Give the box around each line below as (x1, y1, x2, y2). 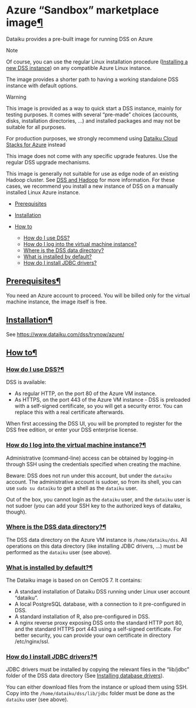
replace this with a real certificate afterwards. (14, 409, 125, 416)
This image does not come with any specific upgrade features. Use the (6, 152, 178, 159)
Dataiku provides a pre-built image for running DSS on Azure (6, 35, 153, 42)
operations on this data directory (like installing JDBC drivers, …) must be (6, 542, 183, 549)
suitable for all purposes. (6, 123, 66, 130)
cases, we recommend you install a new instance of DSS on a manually (6, 183, 178, 190)
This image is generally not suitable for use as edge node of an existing (6, 170, 179, 177)
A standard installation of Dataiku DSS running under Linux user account (14, 588, 190, 595)
